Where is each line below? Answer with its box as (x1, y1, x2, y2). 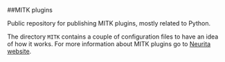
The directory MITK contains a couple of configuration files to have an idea (7, 32, 219, 41)
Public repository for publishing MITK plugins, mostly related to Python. (7, 19, 211, 27)
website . (7, 48, 32, 55)
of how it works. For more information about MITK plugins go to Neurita (7, 40, 211, 48)
